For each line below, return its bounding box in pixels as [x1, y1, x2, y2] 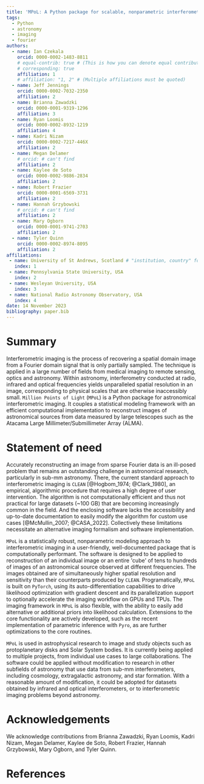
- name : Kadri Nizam [12, 133, 64, 140]
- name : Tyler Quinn [12, 235, 64, 241]
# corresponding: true [17, 65, 75, 72]
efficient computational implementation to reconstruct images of [6, 406, 167, 414]
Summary [6, 335, 56, 349]
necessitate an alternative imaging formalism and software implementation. [6, 526, 194, 533]
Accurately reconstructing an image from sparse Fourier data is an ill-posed [6, 460, 196, 468]
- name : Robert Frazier [12, 184, 72, 190]
